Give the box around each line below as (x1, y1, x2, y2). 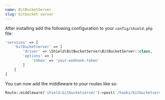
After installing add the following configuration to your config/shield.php (5, 25, 153, 31)
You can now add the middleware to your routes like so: (5, 80, 118, 86)
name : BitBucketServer (5, 7, 52, 12)
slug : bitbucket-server (5, 12, 54, 17)
